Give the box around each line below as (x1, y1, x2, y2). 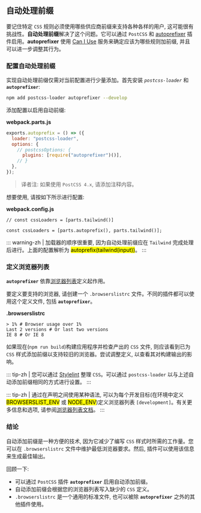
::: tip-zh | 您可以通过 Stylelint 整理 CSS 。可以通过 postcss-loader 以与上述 (6, 371, 189, 378)
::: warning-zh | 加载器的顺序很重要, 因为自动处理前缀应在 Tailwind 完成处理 (6, 239, 194, 246)
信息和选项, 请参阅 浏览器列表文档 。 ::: (11, 406, 105, 413)
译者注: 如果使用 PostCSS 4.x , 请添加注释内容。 (20, 181, 137, 188)
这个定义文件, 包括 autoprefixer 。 (11, 298, 96, 305)
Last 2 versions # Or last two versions (6, 326, 109, 333)
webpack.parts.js (6, 118, 52, 125)
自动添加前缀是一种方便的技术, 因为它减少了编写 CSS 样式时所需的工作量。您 (6, 437, 194, 445)
